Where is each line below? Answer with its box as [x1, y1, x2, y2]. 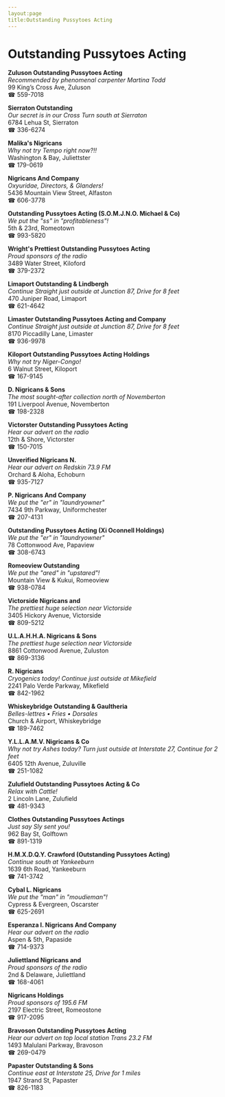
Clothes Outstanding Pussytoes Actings [8, 815, 125, 824]
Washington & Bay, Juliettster [8, 154, 91, 162]
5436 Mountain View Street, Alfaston [8, 189, 113, 197]
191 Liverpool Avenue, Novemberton [8, 400, 110, 409]
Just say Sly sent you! [8, 822, 71, 831]
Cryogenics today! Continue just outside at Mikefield [8, 675, 156, 683]
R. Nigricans [8, 667, 44, 675]
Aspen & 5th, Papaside [8, 936, 72, 944]
